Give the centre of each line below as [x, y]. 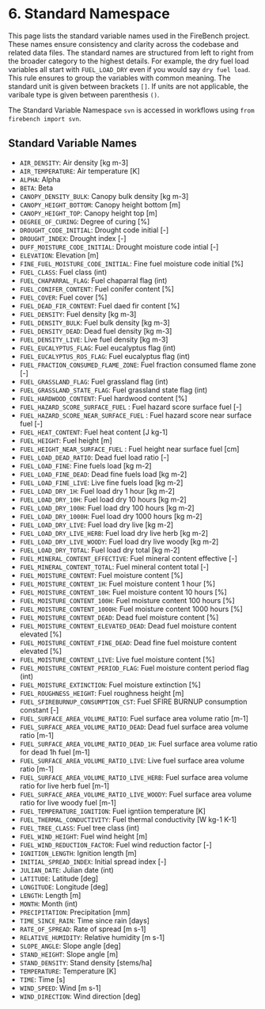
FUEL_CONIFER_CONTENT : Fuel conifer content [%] [97, 289]
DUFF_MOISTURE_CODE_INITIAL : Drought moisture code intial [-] [119, 247]
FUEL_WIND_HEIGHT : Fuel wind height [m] [83, 836]
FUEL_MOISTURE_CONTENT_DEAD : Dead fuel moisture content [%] [119, 617]
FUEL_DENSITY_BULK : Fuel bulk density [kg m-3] [95, 323]
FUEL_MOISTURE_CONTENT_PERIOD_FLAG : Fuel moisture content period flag [134, 667]
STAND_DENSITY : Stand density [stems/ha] [86, 962]
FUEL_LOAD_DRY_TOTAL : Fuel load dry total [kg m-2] [100, 550]
